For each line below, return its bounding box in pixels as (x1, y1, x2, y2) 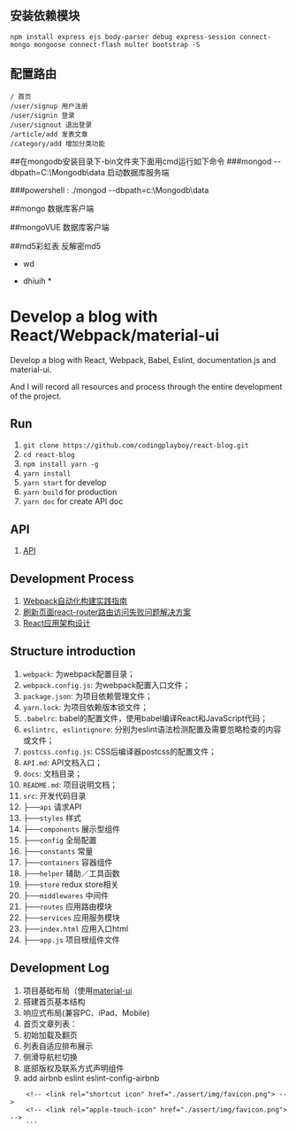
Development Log (10, 960, 110, 976)
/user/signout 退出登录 (10, 120, 92, 129)
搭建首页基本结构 (22, 996, 86, 1007)
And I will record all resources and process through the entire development (10, 381, 283, 392)
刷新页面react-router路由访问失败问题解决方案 (22, 607, 192, 617)
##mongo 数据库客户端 (10, 203, 95, 213)
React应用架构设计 (22, 618, 91, 628)
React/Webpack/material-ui (10, 325, 220, 345)
